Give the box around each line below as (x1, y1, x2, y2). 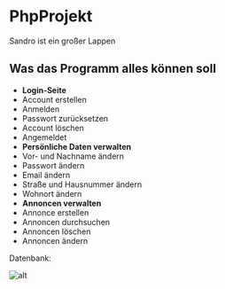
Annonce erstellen (21, 207, 89, 218)
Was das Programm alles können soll (9, 61, 217, 76)
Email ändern (21, 169, 71, 180)
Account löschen (21, 122, 84, 133)
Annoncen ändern (21, 235, 89, 246)
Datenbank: (9, 253, 51, 263)
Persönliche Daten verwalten (21, 141, 132, 152)
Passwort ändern (21, 160, 85, 170)
